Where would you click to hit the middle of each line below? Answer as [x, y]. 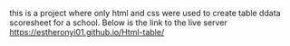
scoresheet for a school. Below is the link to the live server [119, 23]
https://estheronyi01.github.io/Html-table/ [87, 32]
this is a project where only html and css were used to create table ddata [145, 13]
